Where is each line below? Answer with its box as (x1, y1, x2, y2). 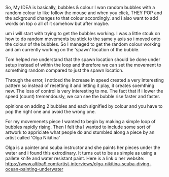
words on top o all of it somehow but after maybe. (5, 20, 110, 26)
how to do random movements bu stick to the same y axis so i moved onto (5, 36, 161, 42)
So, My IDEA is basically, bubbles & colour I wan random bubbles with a (5, 5, 155, 10)
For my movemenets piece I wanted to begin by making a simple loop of (5, 119, 156, 124)
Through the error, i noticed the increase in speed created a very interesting (5, 77, 164, 83)
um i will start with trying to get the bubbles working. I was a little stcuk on (5, 31, 160, 36)
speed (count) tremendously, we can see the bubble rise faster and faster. (5, 94, 160, 99)
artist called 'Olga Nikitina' (5, 135, 60, 140)
